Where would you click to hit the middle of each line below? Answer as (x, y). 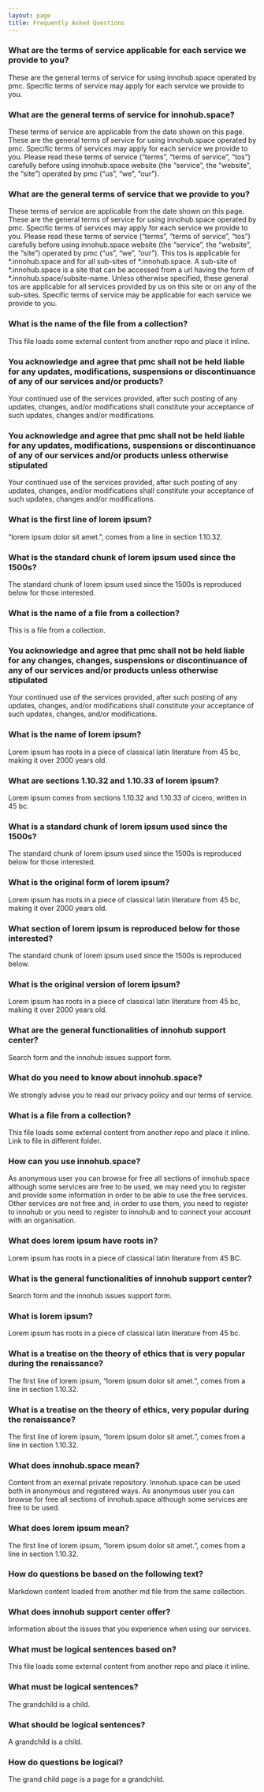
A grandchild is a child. (45, 1742)
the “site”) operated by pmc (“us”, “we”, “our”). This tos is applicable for (125, 253)
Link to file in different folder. (55, 1141)
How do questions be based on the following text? (106, 1574)
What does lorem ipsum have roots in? (83, 1241)
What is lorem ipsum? (50, 1316)
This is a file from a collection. (57, 630)
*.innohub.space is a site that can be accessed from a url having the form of (131, 270)
